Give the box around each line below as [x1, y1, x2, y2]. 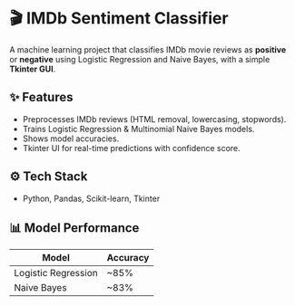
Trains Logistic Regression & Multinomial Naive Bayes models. [22, 123, 255, 134]
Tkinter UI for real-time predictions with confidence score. [22, 142, 241, 153]
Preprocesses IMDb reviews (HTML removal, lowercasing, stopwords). [22, 113, 287, 124]
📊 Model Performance [9, 220, 140, 235]
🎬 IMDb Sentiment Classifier [9, 8, 229, 29]
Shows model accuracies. [22, 133, 120, 144]
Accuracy [106, 252, 150, 264]
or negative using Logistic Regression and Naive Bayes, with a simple [9, 53, 270, 64]
